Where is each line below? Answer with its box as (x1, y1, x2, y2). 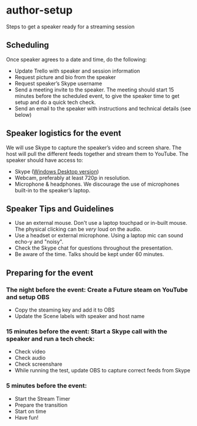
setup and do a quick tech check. (14, 99, 96, 106)
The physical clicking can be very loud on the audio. (14, 225, 142, 233)
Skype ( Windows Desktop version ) (14, 168, 99, 175)
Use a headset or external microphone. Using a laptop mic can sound (14, 232, 183, 239)
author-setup (6, 4, 73, 17)
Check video (14, 348, 46, 355)
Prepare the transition (14, 401, 68, 408)
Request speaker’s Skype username (14, 80, 102, 87)
